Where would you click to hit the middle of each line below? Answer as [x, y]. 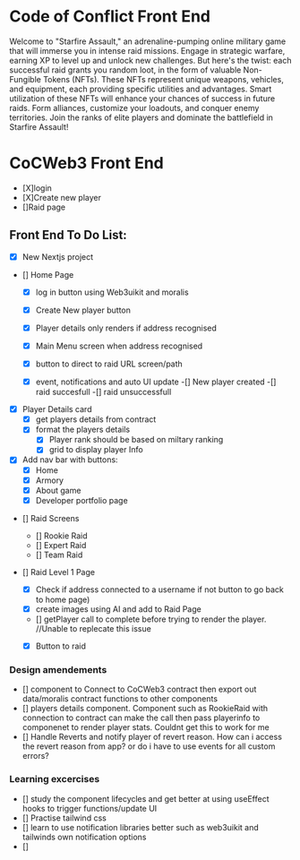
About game [58, 490]
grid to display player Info [96, 450]
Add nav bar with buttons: [70, 460]
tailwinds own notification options [84, 837]
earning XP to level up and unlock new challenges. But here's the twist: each [150, 60]
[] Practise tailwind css [64, 818]
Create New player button [83, 310]
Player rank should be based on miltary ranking [136, 440]
